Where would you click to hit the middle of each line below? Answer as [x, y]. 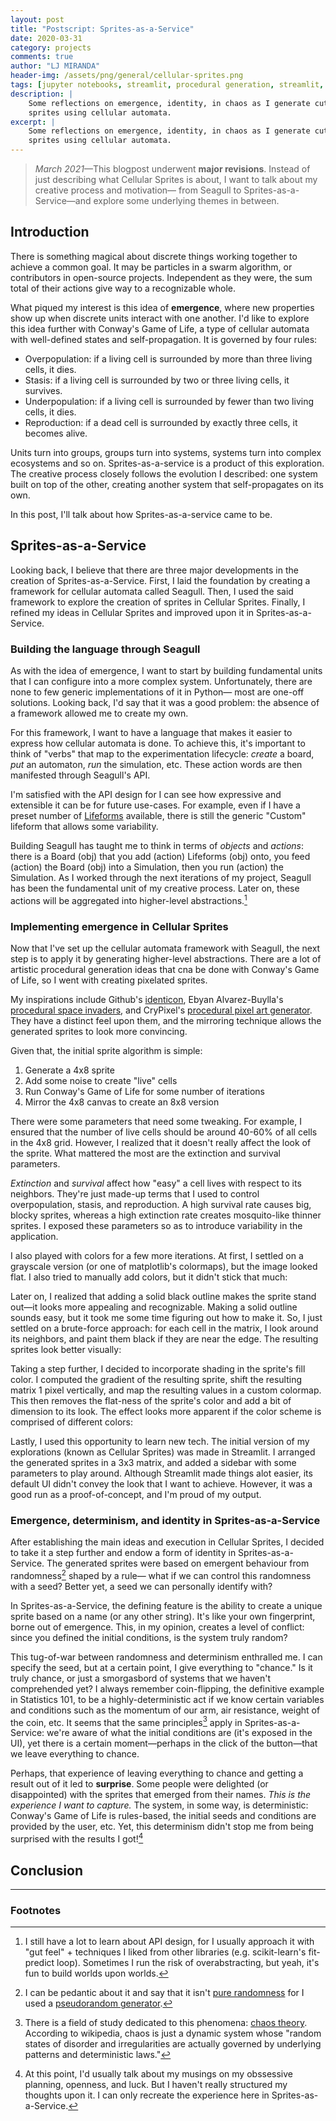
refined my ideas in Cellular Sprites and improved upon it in [132, 612]
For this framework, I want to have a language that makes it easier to [151, 732]
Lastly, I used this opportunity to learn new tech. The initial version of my [160, 1441]
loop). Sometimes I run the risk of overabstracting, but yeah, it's [188, 1963]
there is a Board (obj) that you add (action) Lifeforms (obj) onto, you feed [160, 856]
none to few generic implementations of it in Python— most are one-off [157, 692]
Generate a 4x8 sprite [69, 1070]
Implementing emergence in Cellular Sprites [119, 926]
